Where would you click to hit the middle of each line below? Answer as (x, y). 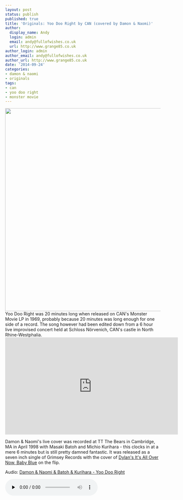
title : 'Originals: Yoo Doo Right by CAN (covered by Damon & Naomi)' (79, 23)
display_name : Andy (30, 33)
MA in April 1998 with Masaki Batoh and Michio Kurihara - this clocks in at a (82, 447)
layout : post (18, 10)
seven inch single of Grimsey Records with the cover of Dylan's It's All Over (82, 458)
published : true (22, 19)
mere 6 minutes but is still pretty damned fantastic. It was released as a (78, 452)
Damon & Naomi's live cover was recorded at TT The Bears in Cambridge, (80, 442)
